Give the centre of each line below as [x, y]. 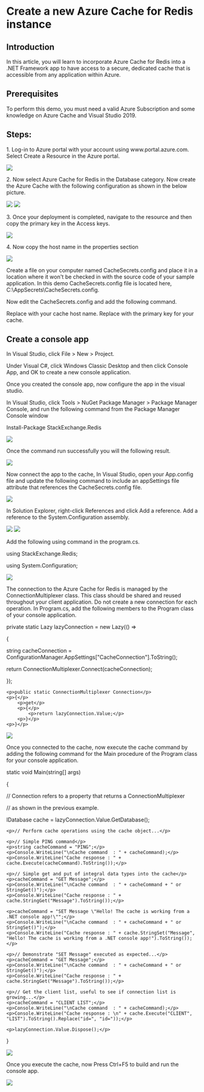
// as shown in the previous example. [53, 808]
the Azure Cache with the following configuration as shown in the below [97, 186]
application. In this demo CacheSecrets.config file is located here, [89, 283]
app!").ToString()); [166, 939]
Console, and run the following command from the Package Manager [93, 409]
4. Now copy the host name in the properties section [72, 247]
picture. [16, 192]
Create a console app [48, 340]
